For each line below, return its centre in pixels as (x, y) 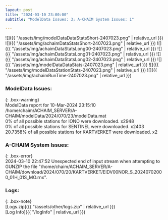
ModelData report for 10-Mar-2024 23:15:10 (50, 105)
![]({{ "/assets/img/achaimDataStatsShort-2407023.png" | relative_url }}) (81, 43)
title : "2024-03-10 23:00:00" (37, 15)
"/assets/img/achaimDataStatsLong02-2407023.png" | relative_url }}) (84, 60)
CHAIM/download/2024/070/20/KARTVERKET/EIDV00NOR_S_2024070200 (84, 172)
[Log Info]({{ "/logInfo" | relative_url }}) (45, 212)
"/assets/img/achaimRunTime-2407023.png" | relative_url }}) (69, 76)
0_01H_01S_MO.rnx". (26, 177)
